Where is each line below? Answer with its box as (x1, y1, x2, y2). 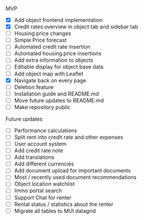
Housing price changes (14, 30, 72, 37)
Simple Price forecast (14, 37, 67, 44)
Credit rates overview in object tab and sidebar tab (14, 23, 139, 30)
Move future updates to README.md (14, 97, 104, 104)
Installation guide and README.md (14, 90, 99, 97)
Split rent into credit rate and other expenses (14, 133, 124, 141)
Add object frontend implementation (14, 17, 103, 23)
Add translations (14, 154, 55, 161)
